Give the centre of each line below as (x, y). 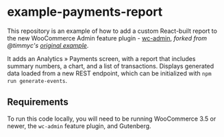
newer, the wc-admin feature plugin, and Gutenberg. (79, 126)
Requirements (38, 102)
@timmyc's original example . (48, 45)
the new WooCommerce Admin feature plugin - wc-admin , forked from (107, 38)
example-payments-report (85, 12)
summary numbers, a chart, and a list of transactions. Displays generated (111, 66)
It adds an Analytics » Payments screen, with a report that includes (101, 58)
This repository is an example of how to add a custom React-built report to (112, 31)
